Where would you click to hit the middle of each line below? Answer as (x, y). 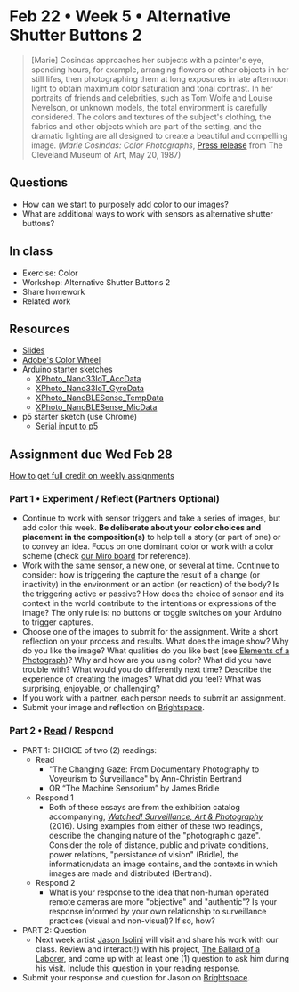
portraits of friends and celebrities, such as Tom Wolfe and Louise (152, 98)
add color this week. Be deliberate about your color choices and (141, 528)
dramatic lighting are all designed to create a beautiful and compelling (159, 135)
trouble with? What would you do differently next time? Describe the (147, 669)
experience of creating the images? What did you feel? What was (141, 679)
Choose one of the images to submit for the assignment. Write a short (150, 632)
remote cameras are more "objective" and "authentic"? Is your (163, 901)
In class (31, 251)
